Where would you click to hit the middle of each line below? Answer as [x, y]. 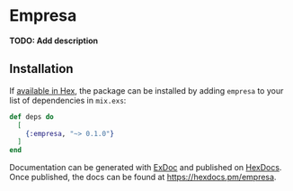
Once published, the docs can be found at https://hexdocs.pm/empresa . [143, 177]
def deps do [31, 117]
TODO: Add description [54, 41]
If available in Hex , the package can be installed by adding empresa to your [146, 90]
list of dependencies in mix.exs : [68, 100]
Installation [41, 69]
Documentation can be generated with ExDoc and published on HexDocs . [146, 168]
